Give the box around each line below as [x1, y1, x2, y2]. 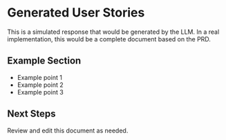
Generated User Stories [7, 5, 145, 21]
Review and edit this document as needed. [7, 126, 129, 134]
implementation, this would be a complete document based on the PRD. [7, 34, 211, 43]
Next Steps [7, 108, 56, 120]
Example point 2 [17, 81, 64, 89]
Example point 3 [17, 88, 64, 96]
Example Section [7, 55, 82, 67]
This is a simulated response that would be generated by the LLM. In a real [7, 28, 220, 36]
